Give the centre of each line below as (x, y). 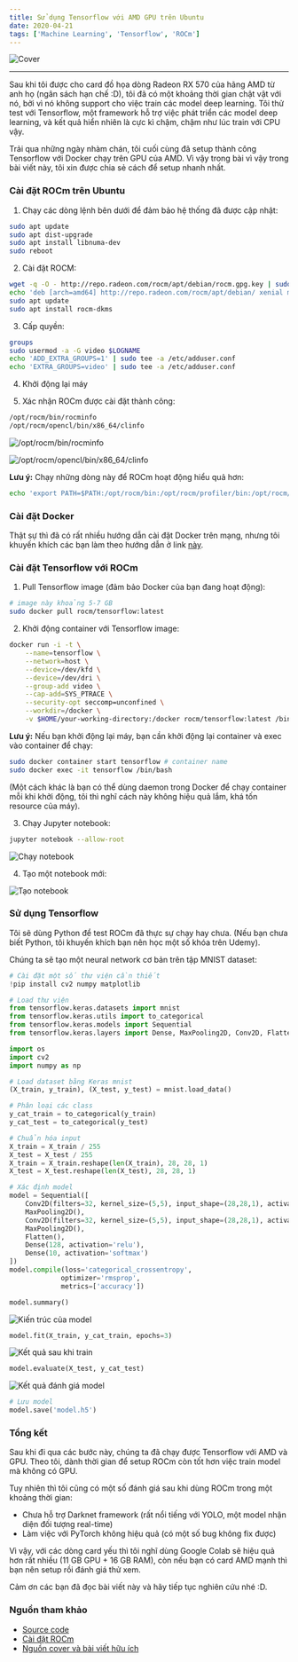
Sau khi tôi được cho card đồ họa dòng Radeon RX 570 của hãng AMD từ (142, 84)
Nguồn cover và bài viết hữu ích (80, 1648)
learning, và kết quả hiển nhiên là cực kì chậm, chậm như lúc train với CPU (145, 122)
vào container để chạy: (51, 745)
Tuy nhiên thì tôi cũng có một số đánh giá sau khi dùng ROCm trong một (141, 1488)
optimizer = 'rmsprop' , (101, 1278)
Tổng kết (28, 1432)
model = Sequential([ (49, 1196)
